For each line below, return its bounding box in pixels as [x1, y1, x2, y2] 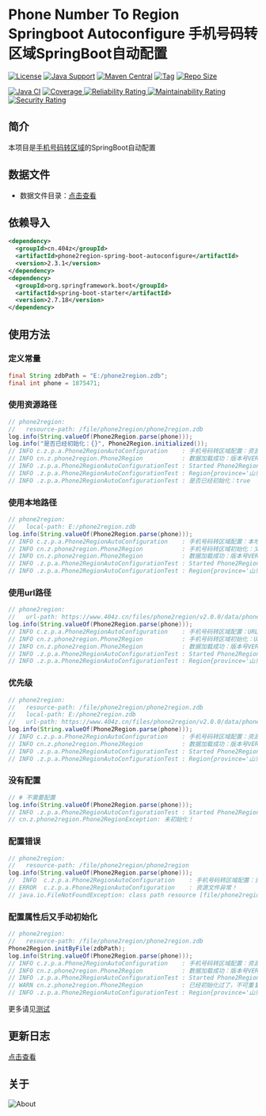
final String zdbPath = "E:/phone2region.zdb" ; [8, 371, 169, 379]
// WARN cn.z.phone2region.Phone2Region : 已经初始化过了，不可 [8, 981, 249, 989]
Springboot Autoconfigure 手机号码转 [8, 25, 258, 43]
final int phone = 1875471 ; [8, 379, 101, 387]
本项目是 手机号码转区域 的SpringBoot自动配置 [8, 143, 156, 152]
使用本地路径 [8, 497, 58, 508]
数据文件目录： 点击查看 [19, 190, 97, 200]
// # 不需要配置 [8, 794, 56, 802]
